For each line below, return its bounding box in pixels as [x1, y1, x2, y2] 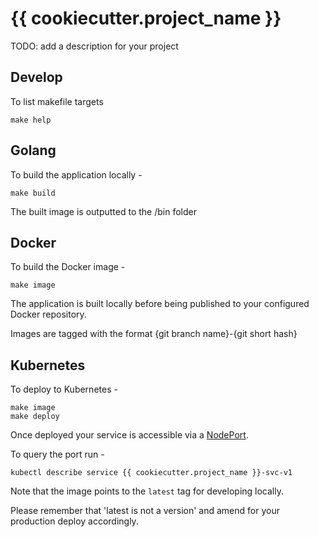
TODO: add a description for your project [10, 40, 179, 52]
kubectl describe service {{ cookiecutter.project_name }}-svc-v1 [10, 468, 293, 478]
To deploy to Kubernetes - [10, 383, 118, 396]
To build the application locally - [10, 168, 143, 181]
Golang [10, 142, 57, 159]
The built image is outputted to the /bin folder [10, 205, 197, 217]
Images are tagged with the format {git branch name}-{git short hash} [10, 328, 298, 340]
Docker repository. [10, 308, 87, 321]
